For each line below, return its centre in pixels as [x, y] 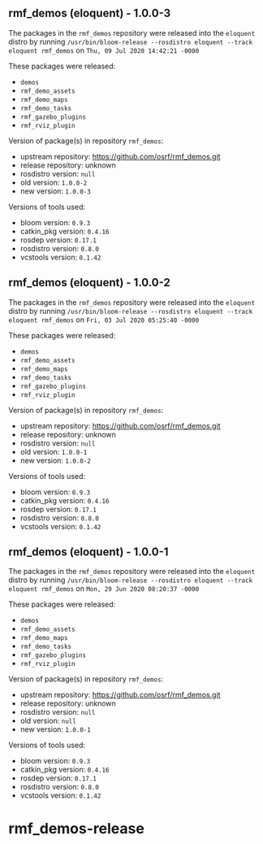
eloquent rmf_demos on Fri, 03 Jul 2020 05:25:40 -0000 [104, 320]
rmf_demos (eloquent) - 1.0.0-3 [90, 13]
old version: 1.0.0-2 [54, 182]
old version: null [48, 721]
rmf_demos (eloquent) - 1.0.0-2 [89, 283]
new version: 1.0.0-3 [55, 191]
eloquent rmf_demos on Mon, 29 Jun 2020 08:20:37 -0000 [104, 589]
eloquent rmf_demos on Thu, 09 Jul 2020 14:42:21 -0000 [104, 50]
